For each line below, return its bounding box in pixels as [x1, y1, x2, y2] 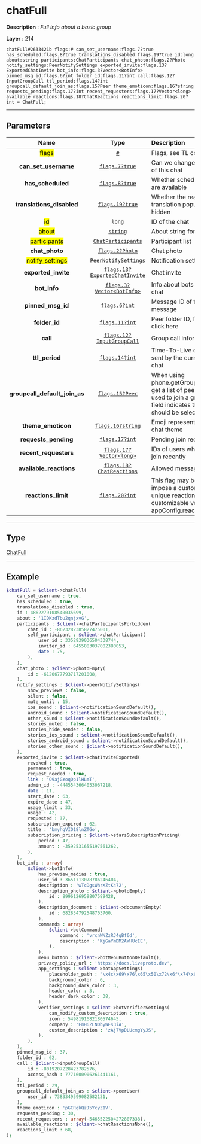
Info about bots [151, 280, 194, 288]
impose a [151, 483, 178, 492]
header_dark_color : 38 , [48, 994, 111, 1000]
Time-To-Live [151, 346, 192, 354]
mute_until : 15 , [28, 698, 71, 705]
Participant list [151, 237, 191, 245]
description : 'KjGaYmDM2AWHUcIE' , [59, 938, 148, 944]
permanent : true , [28, 765, 74, 772]
